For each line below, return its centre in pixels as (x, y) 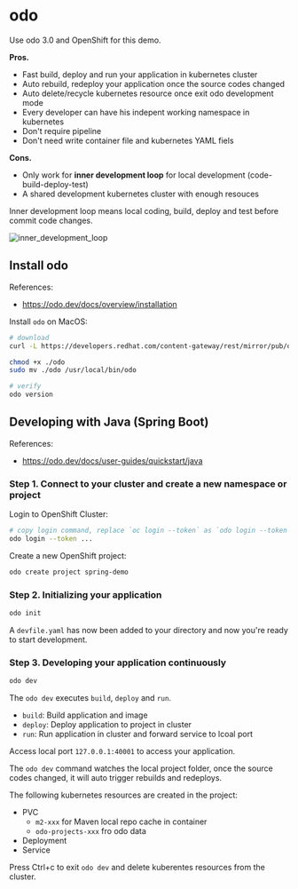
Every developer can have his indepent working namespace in (136, 112)
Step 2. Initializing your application (86, 594)
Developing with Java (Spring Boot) (109, 422)
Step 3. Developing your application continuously (118, 663)
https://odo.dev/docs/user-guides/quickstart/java (112, 460)
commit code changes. (51, 220)
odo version (31, 395)
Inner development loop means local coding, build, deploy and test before (144, 210)
